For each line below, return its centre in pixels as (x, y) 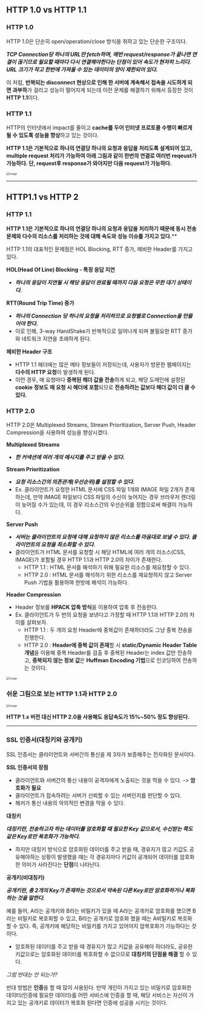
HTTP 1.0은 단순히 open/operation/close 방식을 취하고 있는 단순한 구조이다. (97, 41)
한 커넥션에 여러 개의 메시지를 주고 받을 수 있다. (70, 457)
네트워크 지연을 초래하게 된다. (56, 338)
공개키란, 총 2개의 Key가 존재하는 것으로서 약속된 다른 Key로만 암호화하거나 (95, 890)
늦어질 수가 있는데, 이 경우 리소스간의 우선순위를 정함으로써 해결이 (99, 504)
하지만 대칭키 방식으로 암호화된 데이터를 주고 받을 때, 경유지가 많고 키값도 (101, 849)
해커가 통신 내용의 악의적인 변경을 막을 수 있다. (70, 803)
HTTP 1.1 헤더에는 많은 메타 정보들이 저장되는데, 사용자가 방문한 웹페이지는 (103, 364)
